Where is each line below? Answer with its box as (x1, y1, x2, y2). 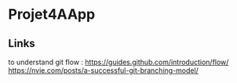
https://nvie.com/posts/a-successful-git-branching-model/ (8, 66, 199, 75)
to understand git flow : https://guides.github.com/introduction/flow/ (8, 57, 229, 67)
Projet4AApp (8, 5, 96, 23)
